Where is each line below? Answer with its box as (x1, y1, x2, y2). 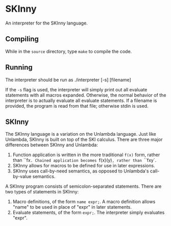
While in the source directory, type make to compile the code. (5, 48, 132, 54)
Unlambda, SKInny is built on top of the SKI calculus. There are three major (5, 136, 163, 143)
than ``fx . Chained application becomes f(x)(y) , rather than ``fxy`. (12, 157, 157, 163)
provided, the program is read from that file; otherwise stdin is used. (5, 103, 149, 109)
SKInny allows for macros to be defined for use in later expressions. (12, 163, 155, 169)
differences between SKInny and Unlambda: (5, 142, 98, 148)
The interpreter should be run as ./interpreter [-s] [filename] (5, 77, 131, 83)
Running (5, 63, 33, 72)
